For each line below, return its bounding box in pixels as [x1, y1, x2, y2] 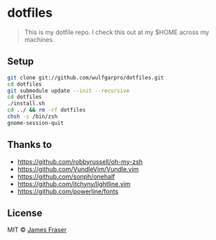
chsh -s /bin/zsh [7, 113, 58, 120]
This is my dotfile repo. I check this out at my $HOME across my [24, 28, 210, 36]
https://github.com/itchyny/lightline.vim [17, 179, 131, 188]
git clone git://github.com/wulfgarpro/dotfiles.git [7, 74, 164, 81]
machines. [24, 35, 55, 43]
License [7, 207, 43, 219]
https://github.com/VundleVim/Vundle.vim [17, 165, 139, 173]
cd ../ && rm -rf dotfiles [7, 107, 86, 114]
